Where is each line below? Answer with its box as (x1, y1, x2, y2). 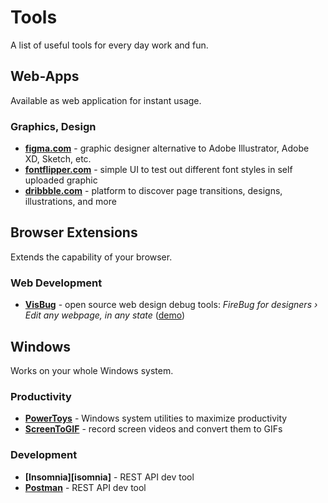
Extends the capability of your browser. (10, 251, 173, 263)
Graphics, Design (10, 119, 97, 133)
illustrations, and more (24, 196, 117, 208)
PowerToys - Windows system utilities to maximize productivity (24, 412, 288, 425)
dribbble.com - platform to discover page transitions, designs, (24, 185, 283, 197)
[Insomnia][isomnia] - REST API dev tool (24, 471, 195, 483)
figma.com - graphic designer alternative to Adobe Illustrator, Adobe (24, 142, 310, 155)
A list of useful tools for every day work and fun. (10, 39, 209, 51)
